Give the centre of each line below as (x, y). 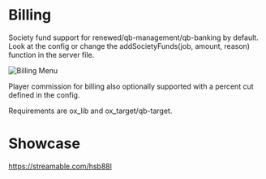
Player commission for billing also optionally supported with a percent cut (131, 86)
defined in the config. (44, 94)
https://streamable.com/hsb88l (60, 166)
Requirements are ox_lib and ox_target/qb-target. (90, 111)
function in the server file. (51, 55)
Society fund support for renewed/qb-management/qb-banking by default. (134, 37)
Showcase (45, 144)
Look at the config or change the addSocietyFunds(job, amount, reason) (129, 46)
